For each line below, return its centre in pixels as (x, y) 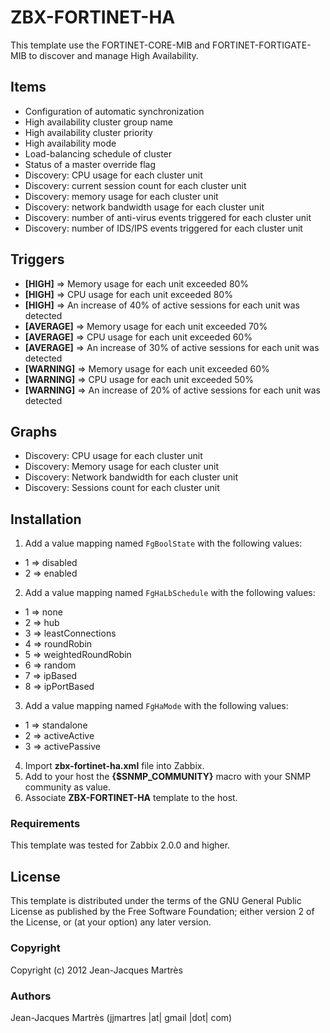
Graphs (34, 431)
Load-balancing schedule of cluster (98, 153)
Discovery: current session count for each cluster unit (135, 185)
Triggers (37, 259)
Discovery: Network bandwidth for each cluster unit (131, 477)
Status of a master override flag (90, 164)
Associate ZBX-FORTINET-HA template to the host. (131, 798)
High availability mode (70, 143)
